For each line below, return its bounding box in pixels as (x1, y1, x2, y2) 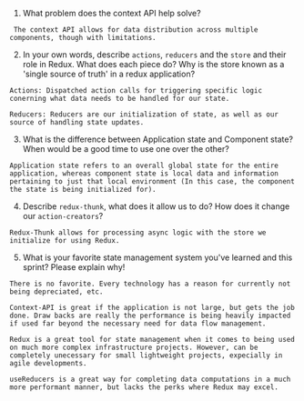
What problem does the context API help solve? (22, 8, 202, 18)
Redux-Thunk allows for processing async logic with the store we (9, 228, 267, 237)
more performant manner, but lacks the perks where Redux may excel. (9, 383, 279, 392)
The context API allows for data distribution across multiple (13, 25, 258, 35)
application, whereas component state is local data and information (9, 169, 279, 178)
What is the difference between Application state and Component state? (22, 134, 294, 145)
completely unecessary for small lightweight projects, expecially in (9, 351, 283, 360)
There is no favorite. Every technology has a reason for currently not (9, 279, 291, 288)
